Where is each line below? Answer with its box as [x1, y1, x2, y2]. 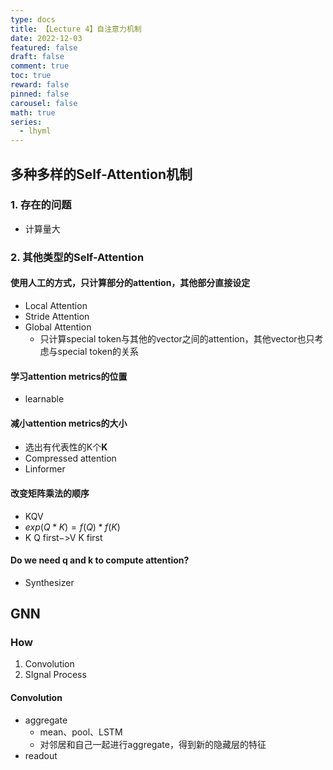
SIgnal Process [24, 669, 87, 681]
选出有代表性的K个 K [24, 441, 108, 453]
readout [24, 749, 58, 761]
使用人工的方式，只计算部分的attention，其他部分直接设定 [10, 277, 251, 289]
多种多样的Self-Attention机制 [10, 166, 193, 183]
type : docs [10, 14, 56, 25]
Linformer [24, 463, 66, 475]
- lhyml [19, 126, 52, 136]
